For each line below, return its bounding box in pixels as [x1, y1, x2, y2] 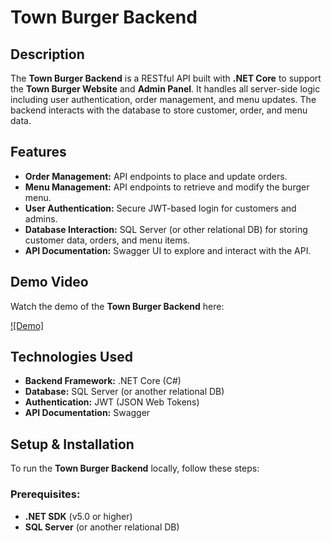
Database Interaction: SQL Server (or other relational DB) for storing [24, 223, 308, 235]
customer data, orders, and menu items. [24, 234, 190, 246]
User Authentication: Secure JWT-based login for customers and [24, 202, 297, 214]
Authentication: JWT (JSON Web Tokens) [24, 396, 200, 408]
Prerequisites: [10, 487, 81, 501]
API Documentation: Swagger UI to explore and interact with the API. [24, 244, 312, 256]
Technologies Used [10, 349, 133, 366]
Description [10, 46, 85, 63]
